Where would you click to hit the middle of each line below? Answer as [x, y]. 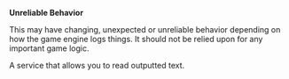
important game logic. [50, 48]
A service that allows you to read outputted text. [97, 65]
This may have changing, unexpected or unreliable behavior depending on [145, 29]
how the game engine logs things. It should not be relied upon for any [136, 39]
